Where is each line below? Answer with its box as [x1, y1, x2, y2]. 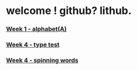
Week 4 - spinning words [6, 56, 79, 64]
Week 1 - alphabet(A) [6, 25, 67, 33]
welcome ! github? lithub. [6, 4, 132, 17]
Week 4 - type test [6, 41, 60, 49]
